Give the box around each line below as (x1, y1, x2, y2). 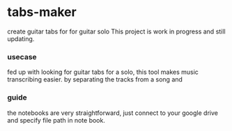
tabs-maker (7, 4, 77, 20)
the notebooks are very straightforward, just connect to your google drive (7, 109, 218, 117)
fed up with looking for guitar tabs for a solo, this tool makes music (7, 68, 199, 77)
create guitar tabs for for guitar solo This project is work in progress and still (7, 27, 226, 36)
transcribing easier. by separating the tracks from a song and (7, 75, 183, 84)
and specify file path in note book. (7, 116, 106, 124)
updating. (7, 34, 35, 43)
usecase (7, 52, 37, 61)
